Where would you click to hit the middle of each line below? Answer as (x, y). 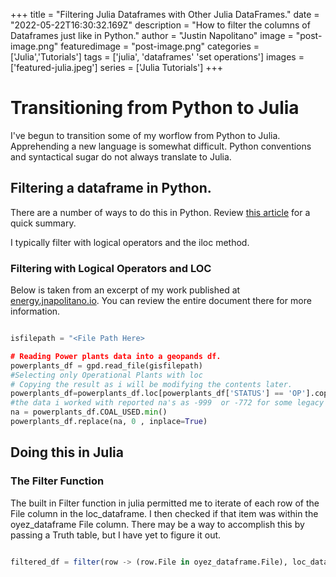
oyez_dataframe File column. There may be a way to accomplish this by (157, 524)
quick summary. (43, 223)
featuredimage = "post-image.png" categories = (160, 46)
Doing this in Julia (67, 452)
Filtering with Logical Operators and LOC (111, 268)
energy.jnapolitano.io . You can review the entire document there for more (161, 301)
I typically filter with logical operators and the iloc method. (130, 242)
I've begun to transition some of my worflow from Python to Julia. (145, 135)
